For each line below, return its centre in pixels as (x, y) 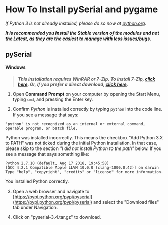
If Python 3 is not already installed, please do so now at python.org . (76, 23)
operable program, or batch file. (42, 128)
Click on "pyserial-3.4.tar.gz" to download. (57, 217)
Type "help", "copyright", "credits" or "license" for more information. (85, 172)
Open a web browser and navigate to (51, 191)
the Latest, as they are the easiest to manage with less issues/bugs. (78, 39)
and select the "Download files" (126, 202)
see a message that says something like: (47, 154)
